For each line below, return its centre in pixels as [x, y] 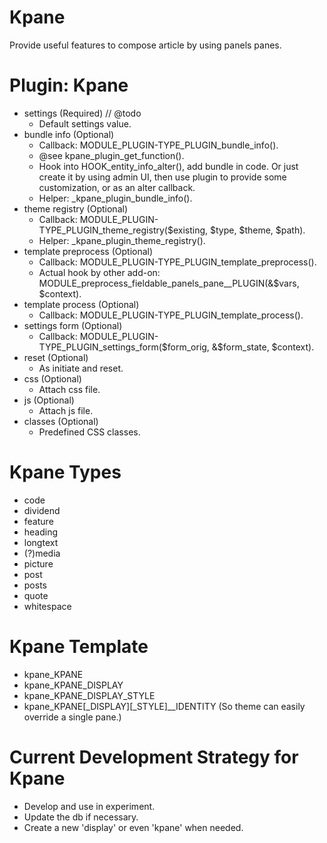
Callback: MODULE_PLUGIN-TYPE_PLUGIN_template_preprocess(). [177, 262]
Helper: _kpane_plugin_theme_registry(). [122, 240]
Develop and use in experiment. [89, 806]
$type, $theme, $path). [257, 230]
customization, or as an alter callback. [117, 187]
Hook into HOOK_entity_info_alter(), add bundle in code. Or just [168, 166]
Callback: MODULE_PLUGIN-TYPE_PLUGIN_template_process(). [171, 315]
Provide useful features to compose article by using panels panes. [145, 45]
